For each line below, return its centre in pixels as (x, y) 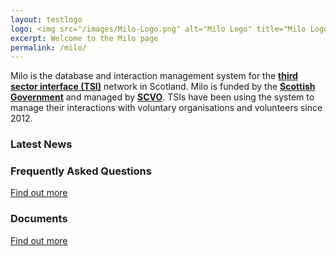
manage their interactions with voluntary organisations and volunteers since (166, 108)
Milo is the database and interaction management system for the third (154, 76)
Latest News (41, 144)
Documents (39, 219)
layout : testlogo (46, 19)
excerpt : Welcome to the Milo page (84, 38)
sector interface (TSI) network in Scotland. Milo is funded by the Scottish (163, 87)
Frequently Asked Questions (81, 171)
